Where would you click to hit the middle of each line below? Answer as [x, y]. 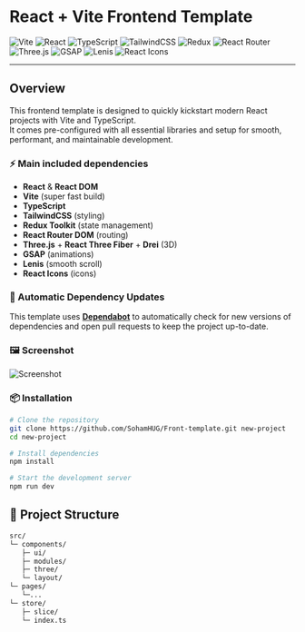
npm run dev [32, 487]
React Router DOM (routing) [75, 235]
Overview [38, 89]
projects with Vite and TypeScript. [73, 120]
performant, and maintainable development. [92, 139]
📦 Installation [41, 398]
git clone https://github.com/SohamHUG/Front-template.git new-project [148, 429]
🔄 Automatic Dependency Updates [87, 297]
